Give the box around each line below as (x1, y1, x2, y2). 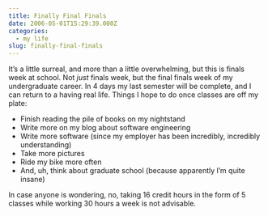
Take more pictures (19, 149, 85, 159)
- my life (15, 34, 49, 43)
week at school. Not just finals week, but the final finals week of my (8, 73, 233, 83)
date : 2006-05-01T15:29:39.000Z (8, 19, 117, 28)
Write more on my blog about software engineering (19, 123, 191, 133)
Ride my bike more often (19, 157, 102, 167)
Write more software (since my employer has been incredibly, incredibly (19, 131, 261, 142)
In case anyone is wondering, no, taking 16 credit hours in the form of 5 (8, 190, 246, 200)
